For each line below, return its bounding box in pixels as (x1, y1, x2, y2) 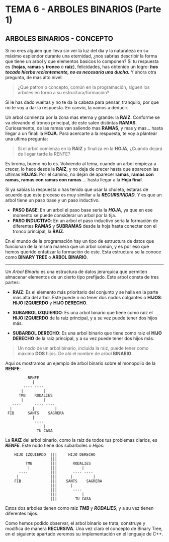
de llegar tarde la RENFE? (17, 151, 70, 157)
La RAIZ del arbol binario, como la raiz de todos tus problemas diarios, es (5, 437, 157, 443)
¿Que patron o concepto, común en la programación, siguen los (17, 84, 150, 90)
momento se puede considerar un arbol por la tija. (12, 213, 117, 218)
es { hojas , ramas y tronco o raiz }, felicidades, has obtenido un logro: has (5, 64, 158, 70)
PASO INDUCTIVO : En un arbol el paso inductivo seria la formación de (12, 218, 158, 224)
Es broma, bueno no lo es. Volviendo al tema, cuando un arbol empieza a (5, 161, 156, 167)
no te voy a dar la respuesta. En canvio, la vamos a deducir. (5, 105, 129, 110)
